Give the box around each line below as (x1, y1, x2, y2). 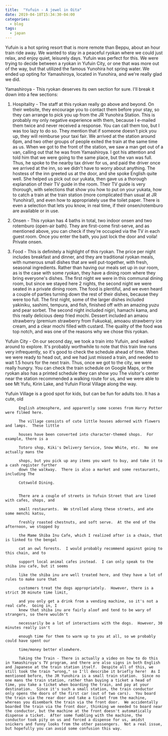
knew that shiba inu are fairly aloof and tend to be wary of (18, 608, 151, 613)
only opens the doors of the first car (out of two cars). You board (5, 691, 156, 696)
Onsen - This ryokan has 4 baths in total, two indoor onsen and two (12, 218, 152, 223)
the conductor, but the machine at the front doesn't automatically (5, 708, 151, 713)
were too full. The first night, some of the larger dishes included (12, 297, 144, 303)
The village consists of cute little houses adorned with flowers (18, 419, 160, 424)
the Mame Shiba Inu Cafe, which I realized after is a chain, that (18, 533, 163, 538)
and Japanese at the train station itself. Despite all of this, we (5, 665, 154, 670)
